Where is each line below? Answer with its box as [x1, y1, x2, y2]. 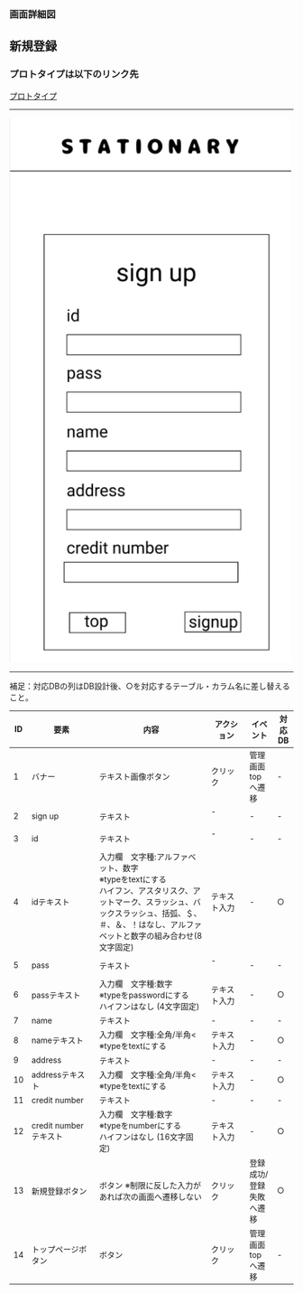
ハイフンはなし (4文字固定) [98, 1000, 200, 1011]
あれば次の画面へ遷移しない [98, 1191, 203, 1202]
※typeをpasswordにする [98, 989, 189, 1000]
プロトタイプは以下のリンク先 [9, 68, 140, 80]
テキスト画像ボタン [98, 771, 170, 783]
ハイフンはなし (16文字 [98, 1131, 187, 1142]
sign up [31, 811, 60, 821]
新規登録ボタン [31, 1186, 87, 1196]
